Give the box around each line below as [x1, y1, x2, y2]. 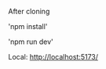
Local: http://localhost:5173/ [8, 53, 99, 61]
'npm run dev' [8, 37, 53, 46]
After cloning [8, 7, 50, 16]
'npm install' [8, 22, 48, 31]
